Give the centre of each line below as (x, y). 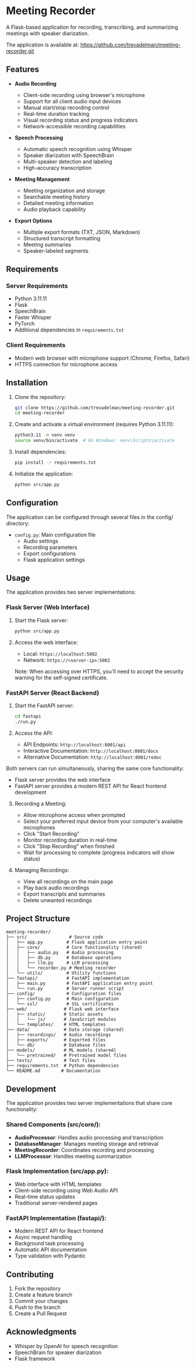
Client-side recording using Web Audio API (66, 1190)
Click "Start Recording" (51, 833)
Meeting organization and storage (64, 190)
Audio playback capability (54, 209)
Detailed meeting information (58, 203)
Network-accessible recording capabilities (74, 126)
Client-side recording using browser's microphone (84, 95)
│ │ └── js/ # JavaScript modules (61, 1020)
